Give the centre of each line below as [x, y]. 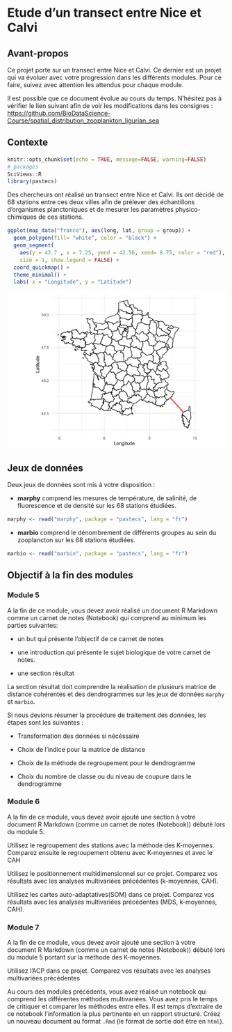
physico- [188, 210]
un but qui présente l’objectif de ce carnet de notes [91, 638]
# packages [23, 167]
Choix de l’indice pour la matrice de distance [81, 749]
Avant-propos [38, 53]
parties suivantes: [33, 625]
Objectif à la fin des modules [70, 575]
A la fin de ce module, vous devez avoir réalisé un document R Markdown [113, 610]
